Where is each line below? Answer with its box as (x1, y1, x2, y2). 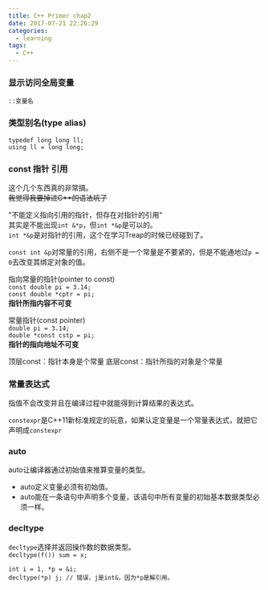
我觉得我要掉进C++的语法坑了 (8, 193, 108, 202)
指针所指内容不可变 (8, 298, 72, 307)
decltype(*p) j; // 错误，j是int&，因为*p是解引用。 (8, 573, 174, 582)
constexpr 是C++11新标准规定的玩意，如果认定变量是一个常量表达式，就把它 (8, 415, 258, 425)
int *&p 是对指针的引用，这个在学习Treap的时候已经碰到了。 (8, 230, 208, 239)
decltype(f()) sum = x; (8, 551, 88, 559)
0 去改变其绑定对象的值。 (8, 257, 90, 267)
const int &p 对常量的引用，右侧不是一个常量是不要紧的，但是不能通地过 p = (8, 246, 259, 257)
